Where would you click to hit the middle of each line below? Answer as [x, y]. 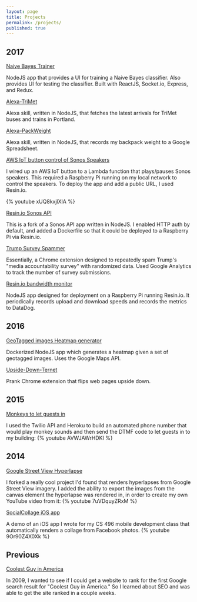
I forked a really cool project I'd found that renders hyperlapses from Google [98, 482]
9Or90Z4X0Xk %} [28, 536]
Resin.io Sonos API [29, 213]
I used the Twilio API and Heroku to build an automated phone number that [96, 425]
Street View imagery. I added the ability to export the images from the [90, 488]
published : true [26, 28]
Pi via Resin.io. [24, 237]
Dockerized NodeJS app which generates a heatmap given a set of [87, 352]
